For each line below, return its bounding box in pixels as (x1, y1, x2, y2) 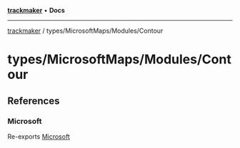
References (7, 95, 60, 107)
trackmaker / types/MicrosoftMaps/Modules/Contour (7, 26, 164, 35)
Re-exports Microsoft (7, 132, 70, 141)
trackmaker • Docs (7, 6, 66, 14)
